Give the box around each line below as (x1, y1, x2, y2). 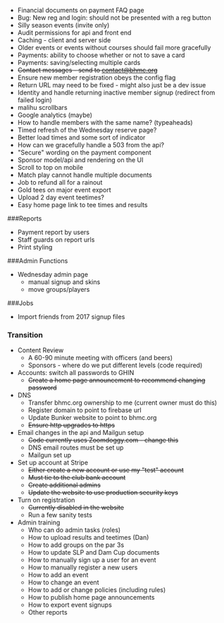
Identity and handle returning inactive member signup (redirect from (17, 88, 216, 97)
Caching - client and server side (17, 36, 111, 44)
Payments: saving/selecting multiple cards (17, 58, 141, 66)
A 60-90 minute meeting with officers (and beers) (27, 354, 173, 362)
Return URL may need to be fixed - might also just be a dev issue (17, 81, 206, 89)
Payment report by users (17, 228, 90, 236)
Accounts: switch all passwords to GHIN (17, 369, 135, 377)
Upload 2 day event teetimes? (17, 193, 104, 202)
